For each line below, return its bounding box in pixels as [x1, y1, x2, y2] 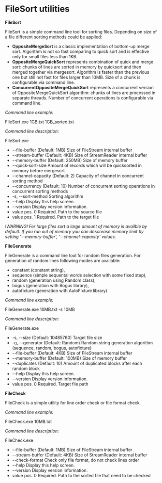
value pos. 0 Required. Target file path [12, 381, 88, 386]
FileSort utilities [5, 3, 70, 15]
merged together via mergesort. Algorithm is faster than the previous [12, 69, 149, 75]
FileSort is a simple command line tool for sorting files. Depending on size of [5, 29, 157, 34]
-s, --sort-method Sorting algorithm [12, 193, 84, 199]
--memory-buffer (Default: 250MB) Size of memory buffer [12, 157, 128, 163]
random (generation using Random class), [12, 277, 96, 283]
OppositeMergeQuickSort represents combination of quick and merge [12, 59, 154, 64]
